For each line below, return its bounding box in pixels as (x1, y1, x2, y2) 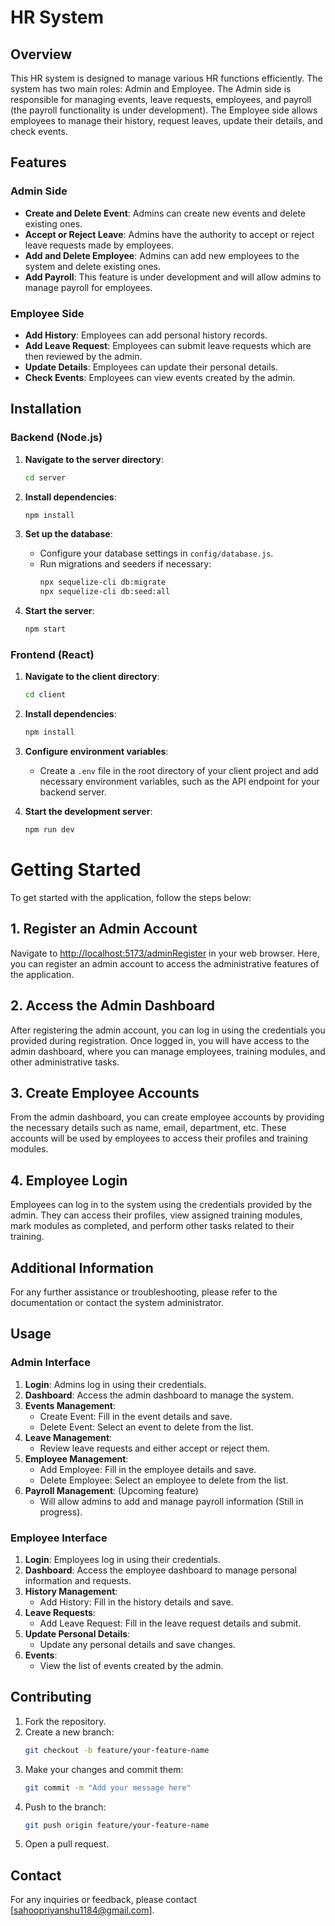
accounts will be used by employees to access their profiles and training (10, 1132, 308, 1145)
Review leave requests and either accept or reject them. (39, 1442, 270, 1454)
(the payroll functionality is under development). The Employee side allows (10, 104, 318, 116)
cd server (24, 472, 67, 483)
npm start (24, 624, 67, 635)
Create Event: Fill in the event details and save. (39, 1410, 233, 1422)
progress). (39, 1506, 83, 1518)
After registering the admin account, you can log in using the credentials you (10, 1024, 326, 1036)
